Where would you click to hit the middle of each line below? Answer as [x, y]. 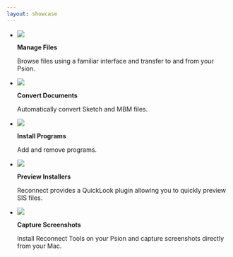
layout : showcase [32, 14]
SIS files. [30, 198]
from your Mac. [39, 246]
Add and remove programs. [56, 150]
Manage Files [37, 47]
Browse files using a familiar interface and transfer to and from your [115, 61]
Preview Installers [44, 177]
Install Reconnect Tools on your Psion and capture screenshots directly [120, 238]
